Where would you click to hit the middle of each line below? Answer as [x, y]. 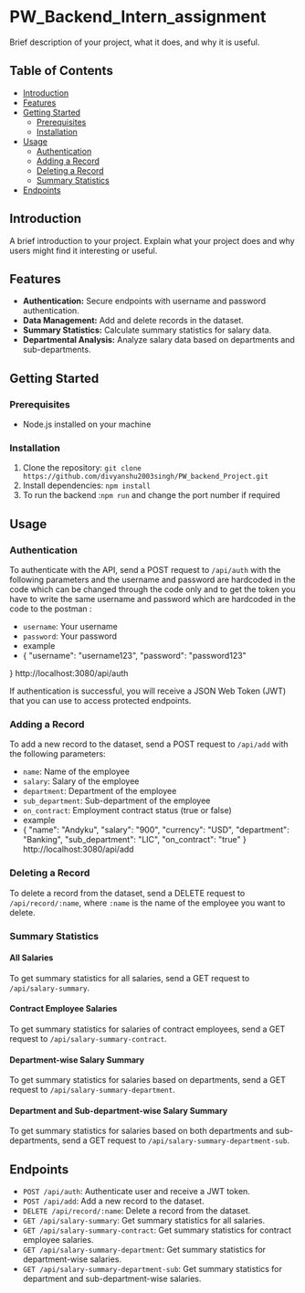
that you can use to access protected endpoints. [100, 701]
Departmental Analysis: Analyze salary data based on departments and [158, 340]
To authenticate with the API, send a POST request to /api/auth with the [145, 570]
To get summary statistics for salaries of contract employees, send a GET [147, 1029]
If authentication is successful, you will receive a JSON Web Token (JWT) [148, 691]
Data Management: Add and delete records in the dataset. [133, 321]
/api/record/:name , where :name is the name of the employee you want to [147, 903]
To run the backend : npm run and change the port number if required [151, 495]
